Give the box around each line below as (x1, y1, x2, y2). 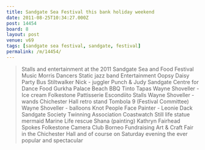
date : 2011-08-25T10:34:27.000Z (6, 15, 89, 21)
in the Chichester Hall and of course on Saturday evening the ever (21, 130, 188, 137)
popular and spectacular (21, 137, 84, 144)
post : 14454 (6, 20, 37, 26)
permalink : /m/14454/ (6, 49, 62, 55)
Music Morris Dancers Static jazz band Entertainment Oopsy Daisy (21, 71, 190, 79)
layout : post (6, 32, 40, 38)
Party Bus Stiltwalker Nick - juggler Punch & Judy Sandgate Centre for (21, 78, 199, 85)
